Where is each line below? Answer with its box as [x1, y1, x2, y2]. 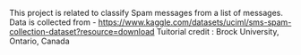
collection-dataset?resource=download [9, 27, 155, 36]
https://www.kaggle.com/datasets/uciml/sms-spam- [98, 17, 292, 27]
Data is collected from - [9, 17, 97, 27]
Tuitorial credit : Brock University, [156, 27, 279, 36]
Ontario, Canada [9, 35, 70, 46]
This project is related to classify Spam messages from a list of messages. [9, 8, 284, 18]
